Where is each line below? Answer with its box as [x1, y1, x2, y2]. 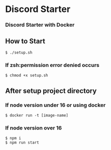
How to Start [5, 36, 45, 45]
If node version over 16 [5, 124, 62, 131]
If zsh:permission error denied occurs [5, 61, 99, 68]
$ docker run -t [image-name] [5, 112, 69, 118]
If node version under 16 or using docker [5, 101, 106, 108]
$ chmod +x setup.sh [5, 73, 49, 78]
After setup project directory [5, 86, 97, 95]
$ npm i [5, 136, 22, 141]
